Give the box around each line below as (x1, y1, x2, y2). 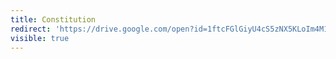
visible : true (10, 33, 70, 43)
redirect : (10, 24, 52, 34)
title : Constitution (10, 14, 97, 25)
